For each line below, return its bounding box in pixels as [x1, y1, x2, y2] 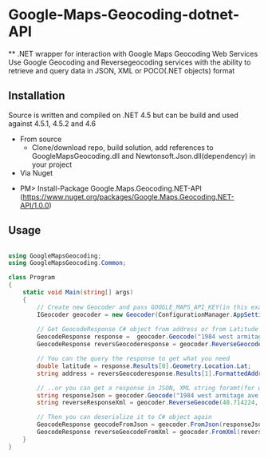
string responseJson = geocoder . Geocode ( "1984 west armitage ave [37, 391, 259, 400]
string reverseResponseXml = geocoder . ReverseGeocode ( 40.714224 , [37, 399, 259, 407]
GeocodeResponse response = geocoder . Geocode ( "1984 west [37, 333, 234, 341]
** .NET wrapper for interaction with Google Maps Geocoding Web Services [8, 49, 258, 58]
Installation [8, 89, 65, 103]
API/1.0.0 [19, 200, 49, 210]
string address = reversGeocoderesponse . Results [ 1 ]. [37, 369, 216, 377]
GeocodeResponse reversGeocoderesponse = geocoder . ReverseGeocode [37, 341, 262, 349]
